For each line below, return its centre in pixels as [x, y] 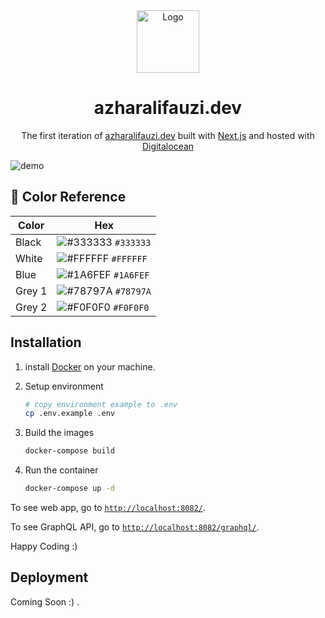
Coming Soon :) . [45, 601]
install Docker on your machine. [90, 366]
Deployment [49, 577]
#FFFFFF [129, 258]
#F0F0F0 [131, 307]
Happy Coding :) [44, 546]
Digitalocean [168, 146]
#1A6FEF [131, 275]
